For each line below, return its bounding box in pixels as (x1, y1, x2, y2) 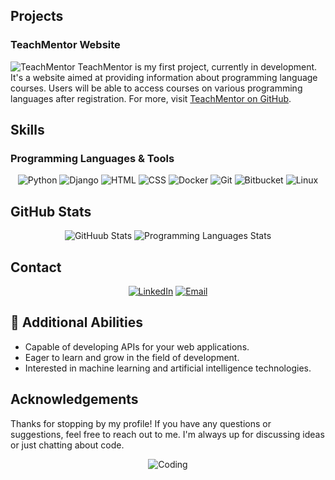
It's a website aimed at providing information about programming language (10, 71, 318, 83)
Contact (10, 259, 62, 276)
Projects (10, 8, 64, 25)
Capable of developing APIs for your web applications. (24, 340, 250, 353)
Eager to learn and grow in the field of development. (24, 351, 240, 363)
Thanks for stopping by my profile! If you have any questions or (10, 417, 272, 429)
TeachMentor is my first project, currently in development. (77, 60, 318, 73)
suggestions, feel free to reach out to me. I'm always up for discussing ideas (10, 428, 325, 440)
